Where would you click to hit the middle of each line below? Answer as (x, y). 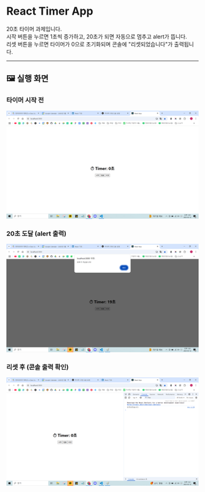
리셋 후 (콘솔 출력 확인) (38, 367)
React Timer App (50, 11)
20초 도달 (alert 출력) (37, 234)
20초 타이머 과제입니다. (34, 29)
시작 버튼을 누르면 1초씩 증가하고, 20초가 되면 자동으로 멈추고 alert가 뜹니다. (97, 36)
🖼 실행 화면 (27, 78)
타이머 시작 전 (25, 100)
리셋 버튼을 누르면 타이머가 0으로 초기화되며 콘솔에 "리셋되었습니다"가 (89, 44)
